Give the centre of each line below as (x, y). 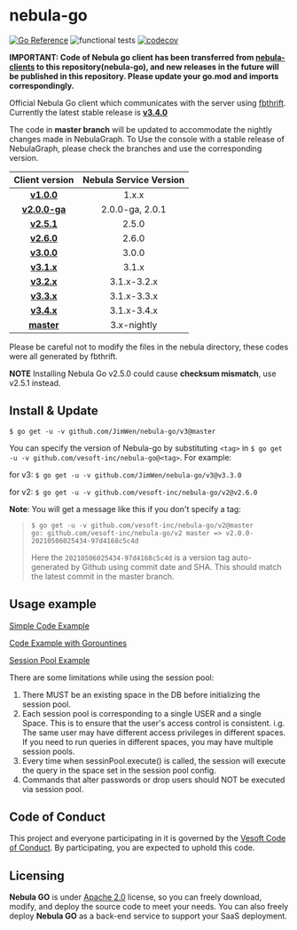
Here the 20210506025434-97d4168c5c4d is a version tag (130, 557)
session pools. (48, 751)
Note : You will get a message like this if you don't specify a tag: (125, 509)
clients (22, 67)
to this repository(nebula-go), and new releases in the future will (158, 67)
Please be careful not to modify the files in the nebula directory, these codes (149, 347)
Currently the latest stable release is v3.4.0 (89, 112)
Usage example (53, 604)
